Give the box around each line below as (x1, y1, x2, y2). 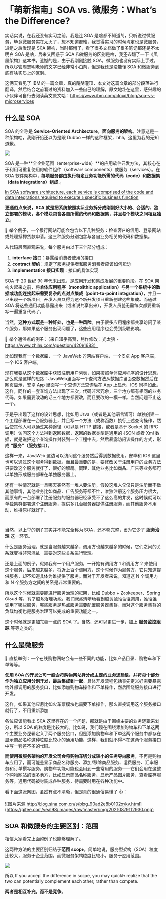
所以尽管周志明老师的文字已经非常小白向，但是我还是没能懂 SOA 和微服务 (5, 63, 155, 70)
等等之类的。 (10, 625, 37, 631)
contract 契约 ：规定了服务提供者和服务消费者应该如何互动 (12, 261, 131, 267)
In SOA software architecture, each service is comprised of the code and (5, 189, 154, 195)
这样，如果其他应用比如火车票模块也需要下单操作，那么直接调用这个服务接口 (5, 701, 161, 707)
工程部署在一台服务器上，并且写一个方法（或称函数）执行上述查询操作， (9, 417, 157, 423)
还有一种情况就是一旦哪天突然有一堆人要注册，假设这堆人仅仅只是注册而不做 (5, 482, 161, 488)
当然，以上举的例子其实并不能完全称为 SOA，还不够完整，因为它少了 (5, 527, 145, 533)
